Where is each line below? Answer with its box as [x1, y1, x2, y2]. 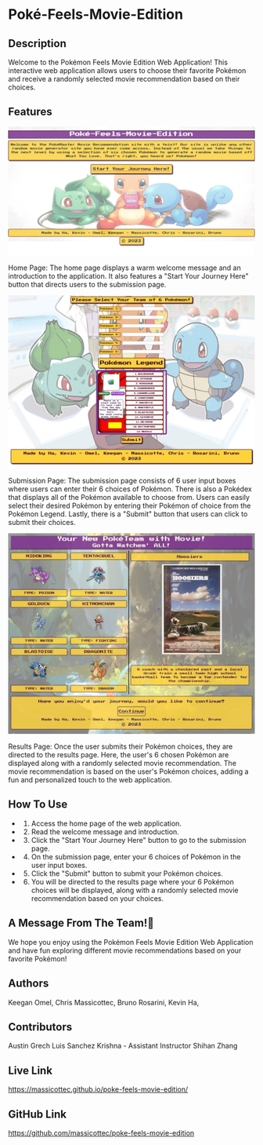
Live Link [8, 1063, 53, 1077]
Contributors [8, 1020, 73, 1034]
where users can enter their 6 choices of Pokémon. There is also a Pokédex [8, 484, 252, 494]
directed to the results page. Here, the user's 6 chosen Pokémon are [8, 750, 229, 760]
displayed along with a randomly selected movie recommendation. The [8, 759, 237, 768]
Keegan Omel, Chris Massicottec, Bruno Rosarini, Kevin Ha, [8, 997, 200, 1007]
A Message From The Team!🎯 [8, 917, 155, 930]
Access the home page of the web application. [31, 819, 182, 828]
